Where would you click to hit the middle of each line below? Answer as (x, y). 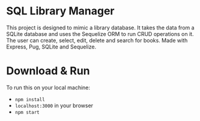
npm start (27, 112)
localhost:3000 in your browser (54, 105)
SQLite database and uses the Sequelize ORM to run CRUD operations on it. (100, 34)
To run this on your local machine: (48, 87)
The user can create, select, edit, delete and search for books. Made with (97, 40)
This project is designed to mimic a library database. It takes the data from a (100, 28)
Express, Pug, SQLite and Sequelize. (51, 47)
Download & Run (48, 71)
